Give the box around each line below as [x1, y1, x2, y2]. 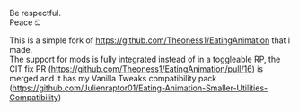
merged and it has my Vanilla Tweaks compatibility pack [9, 73, 217, 83]
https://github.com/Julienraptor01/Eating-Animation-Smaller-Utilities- [12, 82, 268, 93]
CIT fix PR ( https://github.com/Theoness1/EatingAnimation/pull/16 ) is [9, 64, 263, 74]
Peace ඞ [9, 17, 41, 28]
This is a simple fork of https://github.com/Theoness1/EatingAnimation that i [9, 35, 290, 46]
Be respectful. [9, 8, 61, 18]
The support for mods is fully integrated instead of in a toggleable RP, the [9, 54, 281, 64]
